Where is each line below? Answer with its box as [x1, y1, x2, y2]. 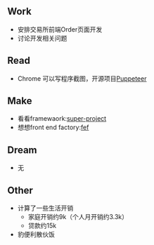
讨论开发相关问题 [17, 34, 68, 42]
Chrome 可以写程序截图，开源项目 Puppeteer [17, 74, 147, 83]
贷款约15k [27, 221, 57, 230]
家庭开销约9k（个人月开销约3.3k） [27, 213, 129, 221]
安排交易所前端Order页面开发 [17, 25, 103, 34]
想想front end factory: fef [17, 123, 89, 132]
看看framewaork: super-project [17, 114, 107, 123]
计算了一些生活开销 [17, 204, 74, 213]
